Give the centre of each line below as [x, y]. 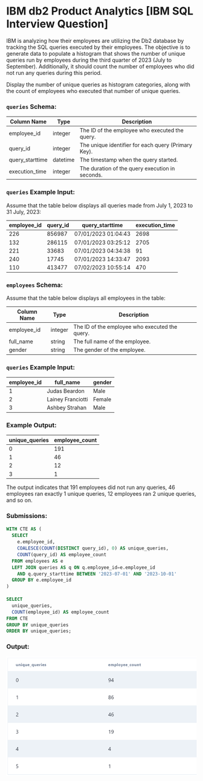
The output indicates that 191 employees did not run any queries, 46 [91, 487]
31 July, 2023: [24, 212]
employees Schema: [35, 285]
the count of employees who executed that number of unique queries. [93, 91]
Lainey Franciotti [67, 400]
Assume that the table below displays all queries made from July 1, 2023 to [100, 205]
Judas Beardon [66, 390]
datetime [64, 160]
